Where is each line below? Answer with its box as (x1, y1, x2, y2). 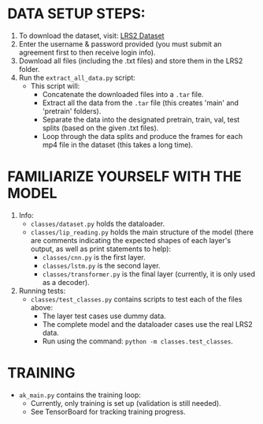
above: (30, 302, 53, 312)
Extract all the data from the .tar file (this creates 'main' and (42, 98, 239, 107)
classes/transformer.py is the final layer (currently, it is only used (42, 269, 255, 279)
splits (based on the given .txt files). (42, 123, 159, 133)
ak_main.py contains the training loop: (18, 390, 141, 400)
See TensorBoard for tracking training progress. (30, 407, 186, 416)
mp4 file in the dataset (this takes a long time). (42, 140, 194, 149)
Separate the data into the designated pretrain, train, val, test (42, 114, 240, 124)
